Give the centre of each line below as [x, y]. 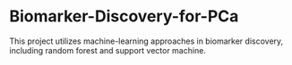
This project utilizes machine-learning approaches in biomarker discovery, [146, 41]
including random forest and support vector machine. [107, 50]
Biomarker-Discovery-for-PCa [124, 16]
